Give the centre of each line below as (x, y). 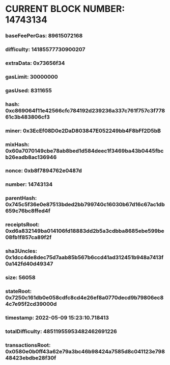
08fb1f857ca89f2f (29, 237)
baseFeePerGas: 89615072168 (44, 36)
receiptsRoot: (22, 225)
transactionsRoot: (28, 345)
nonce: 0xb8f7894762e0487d (44, 171)
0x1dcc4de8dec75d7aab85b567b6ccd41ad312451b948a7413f (84, 257)
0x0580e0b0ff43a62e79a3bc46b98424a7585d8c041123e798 (85, 351)
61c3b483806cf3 (27, 117)
